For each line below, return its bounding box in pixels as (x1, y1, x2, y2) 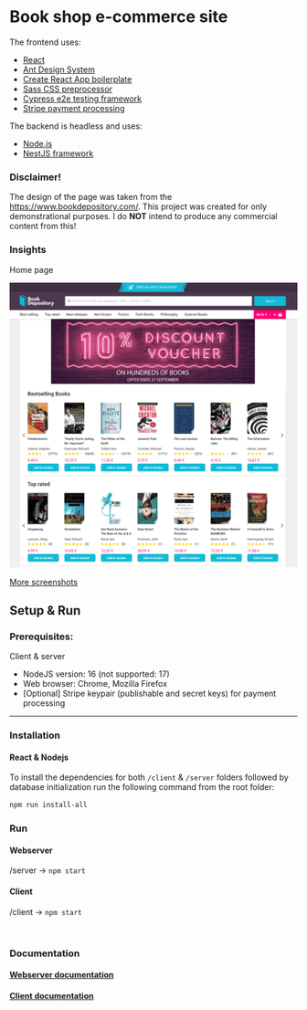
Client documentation (9, 990, 94, 1001)
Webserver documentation (9, 970, 114, 981)
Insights (9, 244, 47, 257)
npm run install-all (9, 801, 89, 810)
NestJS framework (22, 148, 94, 159)
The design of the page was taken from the (9, 192, 173, 203)
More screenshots (9, 576, 79, 587)
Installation (9, 729, 61, 742)
